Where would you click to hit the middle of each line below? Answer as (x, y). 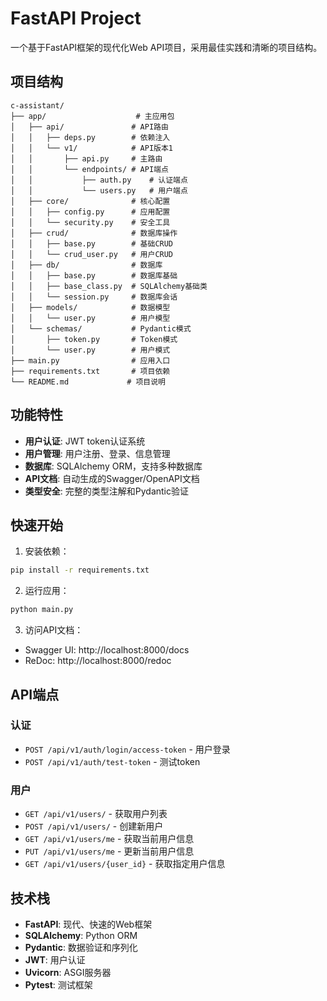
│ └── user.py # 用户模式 (90, 350)
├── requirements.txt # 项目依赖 (90, 371)
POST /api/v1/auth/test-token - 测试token (112, 761)
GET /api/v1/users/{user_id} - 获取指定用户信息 (125, 864)
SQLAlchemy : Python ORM (81, 935)
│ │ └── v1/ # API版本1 (92, 148)
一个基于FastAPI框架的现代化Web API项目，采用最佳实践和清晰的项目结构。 (166, 47)
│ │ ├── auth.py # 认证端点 (99, 180)
